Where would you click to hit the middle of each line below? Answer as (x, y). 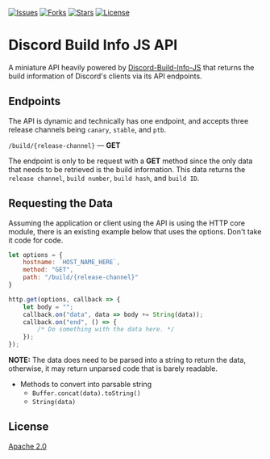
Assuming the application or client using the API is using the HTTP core (127, 223)
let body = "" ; (48, 307)
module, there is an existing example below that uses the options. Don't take (135, 231)
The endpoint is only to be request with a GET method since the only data (131, 161)
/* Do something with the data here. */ (106, 330)
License (29, 427)
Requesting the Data (60, 203)
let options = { (35, 255)
